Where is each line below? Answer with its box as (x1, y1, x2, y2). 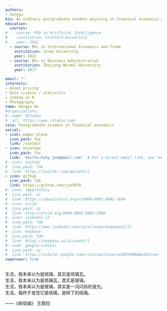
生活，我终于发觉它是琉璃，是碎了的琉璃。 (5, 290, 92, 296)
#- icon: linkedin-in (5, 215, 50, 220)
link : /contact (9, 141, 41, 146)
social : (5, 127, 21, 132)
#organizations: (5, 109, 39, 114)
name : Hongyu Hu (5, 104, 39, 109)
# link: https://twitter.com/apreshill (5, 169, 90, 174)
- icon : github (5, 174, 37, 179)
